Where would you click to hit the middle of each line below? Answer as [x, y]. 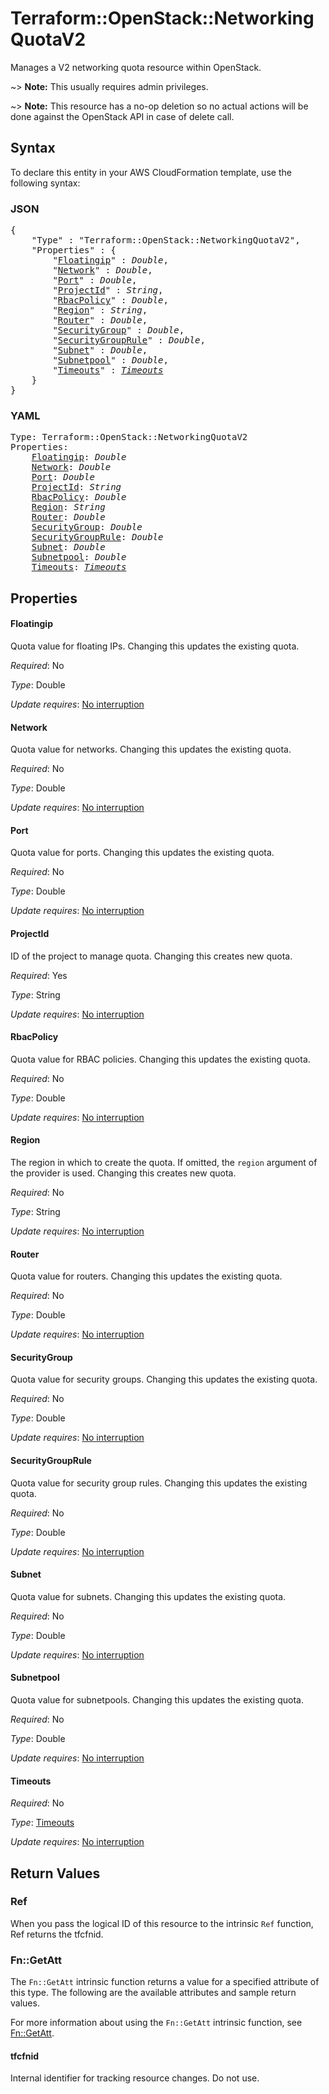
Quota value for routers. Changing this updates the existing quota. [146, 1276]
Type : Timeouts [42, 1823]
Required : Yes [39, 975]
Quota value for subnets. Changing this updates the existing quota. [148, 1596]
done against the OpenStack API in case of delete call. [122, 116]
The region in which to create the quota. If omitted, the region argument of [164, 1162]
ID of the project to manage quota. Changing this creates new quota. [151, 956]
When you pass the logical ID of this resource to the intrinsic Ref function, [162, 1923]
